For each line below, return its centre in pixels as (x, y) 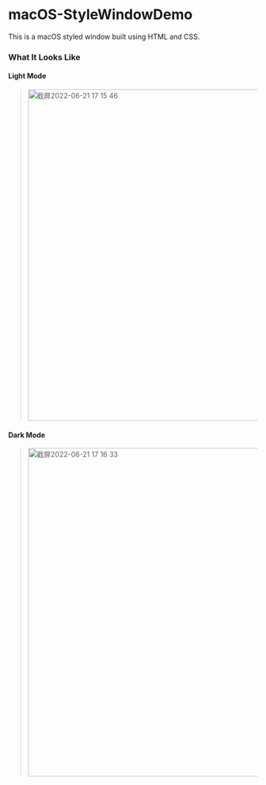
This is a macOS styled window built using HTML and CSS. (104, 37)
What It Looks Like (44, 57)
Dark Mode (27, 435)
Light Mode (27, 76)
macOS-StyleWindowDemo (101, 15)
